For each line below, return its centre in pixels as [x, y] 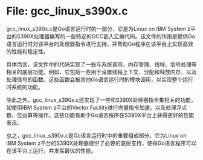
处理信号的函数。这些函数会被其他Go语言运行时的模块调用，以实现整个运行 [100, 79]
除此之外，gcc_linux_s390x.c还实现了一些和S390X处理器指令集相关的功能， [101, 100]
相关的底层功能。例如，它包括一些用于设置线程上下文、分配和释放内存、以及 [101, 72]
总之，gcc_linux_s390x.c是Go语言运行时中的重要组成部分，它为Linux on [96, 135]
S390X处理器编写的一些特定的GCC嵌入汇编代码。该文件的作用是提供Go [106, 36]
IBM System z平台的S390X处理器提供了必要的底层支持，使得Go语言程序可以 [101, 143]
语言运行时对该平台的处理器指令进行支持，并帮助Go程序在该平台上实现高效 [100, 44]
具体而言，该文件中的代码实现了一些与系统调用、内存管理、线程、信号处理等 [101, 64]
